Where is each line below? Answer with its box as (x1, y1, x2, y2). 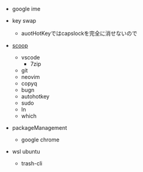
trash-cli (21, 160, 43, 167)
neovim (21, 73, 40, 80)
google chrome (21, 136, 60, 143)
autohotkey (21, 93, 50, 100)
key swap (12, 17, 37, 24)
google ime (12, 6, 41, 12)
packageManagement (12, 124, 68, 131)
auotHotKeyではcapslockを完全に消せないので (21, 30, 138, 37)
